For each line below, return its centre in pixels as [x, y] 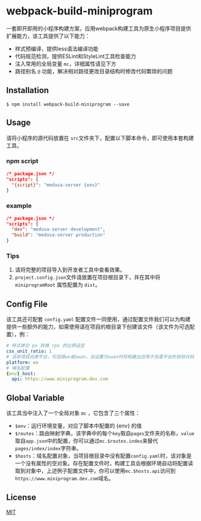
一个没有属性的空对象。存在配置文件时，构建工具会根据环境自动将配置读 [104, 463]
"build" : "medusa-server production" [59, 235]
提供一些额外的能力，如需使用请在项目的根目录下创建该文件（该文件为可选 [98, 327]
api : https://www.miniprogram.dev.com [60, 379]
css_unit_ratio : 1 [29, 351]
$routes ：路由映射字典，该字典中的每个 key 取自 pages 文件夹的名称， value [104, 433]
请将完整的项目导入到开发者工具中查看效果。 [70, 270]
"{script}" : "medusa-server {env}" [56, 185]
